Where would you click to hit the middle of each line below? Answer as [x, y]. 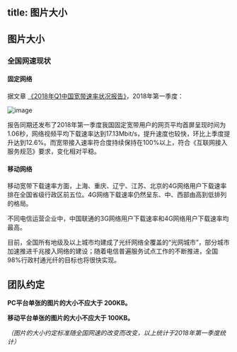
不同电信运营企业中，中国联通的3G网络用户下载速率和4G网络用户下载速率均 [118, 218]
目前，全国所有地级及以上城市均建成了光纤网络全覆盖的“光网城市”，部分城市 [118, 242]
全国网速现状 [29, 61]
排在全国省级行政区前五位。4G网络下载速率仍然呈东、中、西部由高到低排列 [117, 195]
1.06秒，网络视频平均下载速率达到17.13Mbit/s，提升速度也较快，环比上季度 [116, 134]
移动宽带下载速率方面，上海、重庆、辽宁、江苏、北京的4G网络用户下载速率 [117, 186]
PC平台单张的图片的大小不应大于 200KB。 [69, 303]
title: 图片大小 [37, 13]
